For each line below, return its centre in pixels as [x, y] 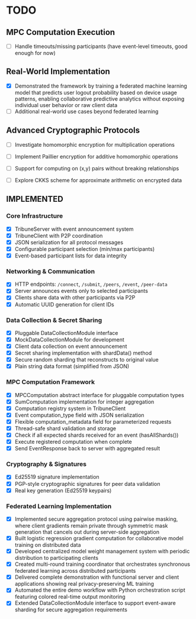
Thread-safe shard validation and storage [65, 428]
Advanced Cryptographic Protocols [73, 130]
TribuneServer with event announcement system [74, 229]
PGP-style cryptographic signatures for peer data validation [87, 483]
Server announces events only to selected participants [81, 291]
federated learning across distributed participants [75, 571]
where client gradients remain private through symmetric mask [91, 525]
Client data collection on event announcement [71, 346]
